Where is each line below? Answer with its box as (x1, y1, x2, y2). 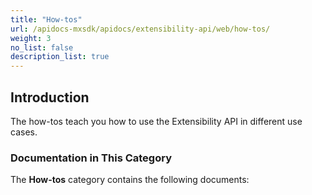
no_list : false (10, 42, 74, 53)
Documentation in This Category (10, 151, 172, 165)
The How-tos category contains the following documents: (10, 174, 250, 186)
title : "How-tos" (10, 14, 83, 25)
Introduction (10, 89, 90, 106)
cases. (10, 126, 38, 138)
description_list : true (10, 52, 110, 62)
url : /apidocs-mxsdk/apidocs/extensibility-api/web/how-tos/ (10, 24, 271, 34)
